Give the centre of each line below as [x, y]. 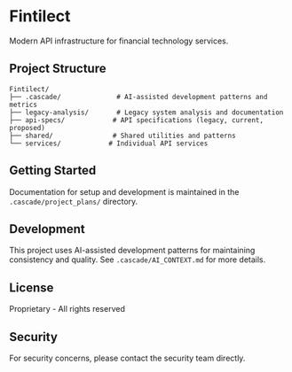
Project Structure [58, 69]
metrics [24, 105]
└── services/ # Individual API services [109, 143]
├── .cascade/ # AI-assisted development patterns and [138, 97]
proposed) [28, 128]
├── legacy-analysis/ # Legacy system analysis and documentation [146, 112]
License [32, 287]
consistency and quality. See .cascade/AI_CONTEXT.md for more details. [138, 260]
